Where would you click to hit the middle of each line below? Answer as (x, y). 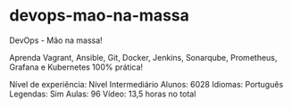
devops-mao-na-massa (99, 16)
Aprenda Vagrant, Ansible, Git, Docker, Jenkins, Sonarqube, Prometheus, (143, 57)
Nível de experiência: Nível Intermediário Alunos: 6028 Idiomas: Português (146, 84)
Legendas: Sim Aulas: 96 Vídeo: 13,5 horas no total (103, 94)
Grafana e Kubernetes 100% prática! (76, 67)
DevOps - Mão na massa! (56, 40)
